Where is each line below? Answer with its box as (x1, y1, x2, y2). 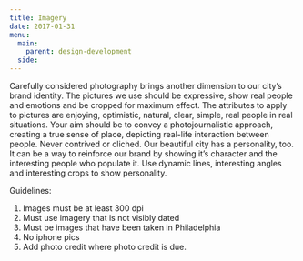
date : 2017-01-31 (9, 22, 76, 31)
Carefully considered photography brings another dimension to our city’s (9, 81, 282, 91)
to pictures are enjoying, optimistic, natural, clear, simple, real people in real (9, 110, 293, 120)
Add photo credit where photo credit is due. (22, 242, 187, 252)
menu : (9, 30, 30, 39)
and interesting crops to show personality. (9, 167, 167, 178)
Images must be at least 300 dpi (22, 203, 144, 214)
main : (17, 38, 39, 48)
